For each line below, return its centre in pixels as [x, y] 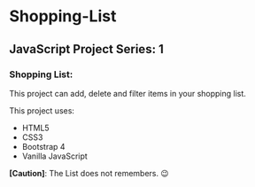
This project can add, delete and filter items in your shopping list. [127, 93]
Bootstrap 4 [43, 146]
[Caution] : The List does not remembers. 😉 [89, 173]
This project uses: [42, 110]
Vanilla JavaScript [55, 156]
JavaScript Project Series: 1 [86, 49]
